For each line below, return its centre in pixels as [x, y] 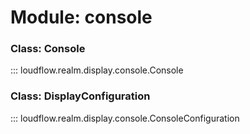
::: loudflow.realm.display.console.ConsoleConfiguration [125, 118]
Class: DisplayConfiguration [80, 96]
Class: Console [48, 49]
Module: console [81, 17]
